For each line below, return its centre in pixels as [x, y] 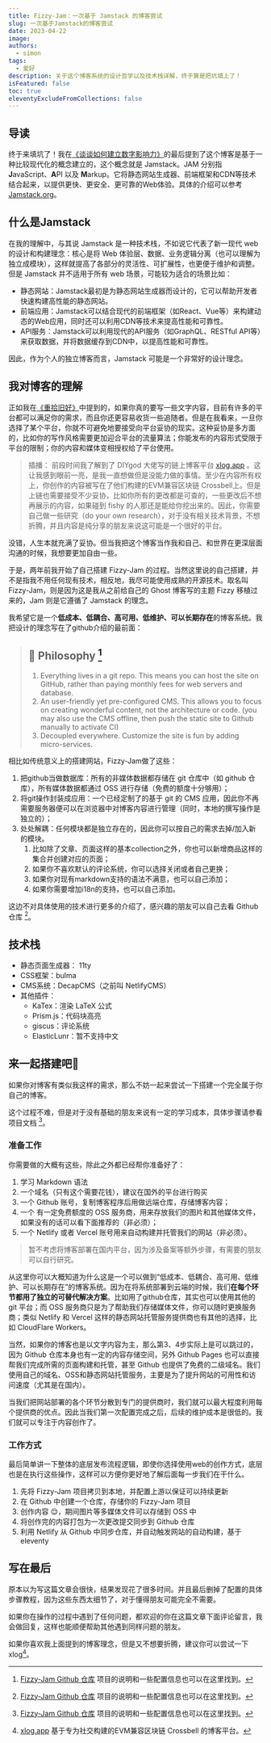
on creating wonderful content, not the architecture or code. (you [148, 710]
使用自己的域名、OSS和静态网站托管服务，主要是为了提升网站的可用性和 [129, 1375]
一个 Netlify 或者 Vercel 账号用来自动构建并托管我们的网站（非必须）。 [135, 1232]
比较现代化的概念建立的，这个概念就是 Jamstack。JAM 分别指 [119, 164]
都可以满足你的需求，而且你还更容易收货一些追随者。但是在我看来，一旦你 [139, 418]
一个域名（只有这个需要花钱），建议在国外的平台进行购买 [114, 1191]
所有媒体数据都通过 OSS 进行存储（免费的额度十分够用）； [133, 787]
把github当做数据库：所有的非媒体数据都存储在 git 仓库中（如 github [133, 778]
